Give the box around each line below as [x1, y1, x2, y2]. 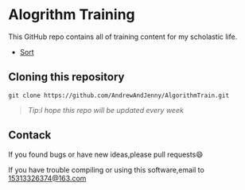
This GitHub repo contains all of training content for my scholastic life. [8, 32, 238, 41]
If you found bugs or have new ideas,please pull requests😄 [8, 149, 204, 159]
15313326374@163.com [8, 173, 87, 183]
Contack [8, 129, 52, 142]
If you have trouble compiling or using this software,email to [8, 165, 204, 174]
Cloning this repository [8, 70, 125, 84]
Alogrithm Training [8, 6, 135, 24]
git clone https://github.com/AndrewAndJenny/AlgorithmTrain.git [8, 91, 229, 99]
